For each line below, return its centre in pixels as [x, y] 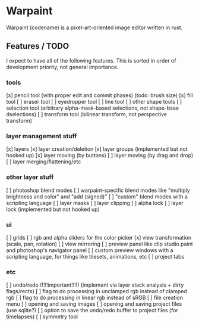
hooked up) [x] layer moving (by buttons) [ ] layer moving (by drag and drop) [100, 156]
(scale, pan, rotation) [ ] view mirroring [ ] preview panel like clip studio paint [99, 244]
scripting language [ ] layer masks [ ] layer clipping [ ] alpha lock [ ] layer [95, 203]
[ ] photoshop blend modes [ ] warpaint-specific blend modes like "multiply [98, 190]
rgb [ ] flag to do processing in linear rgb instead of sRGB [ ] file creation [94, 298]
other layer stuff [30, 177]
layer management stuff [42, 136]
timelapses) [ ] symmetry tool [42, 316]
